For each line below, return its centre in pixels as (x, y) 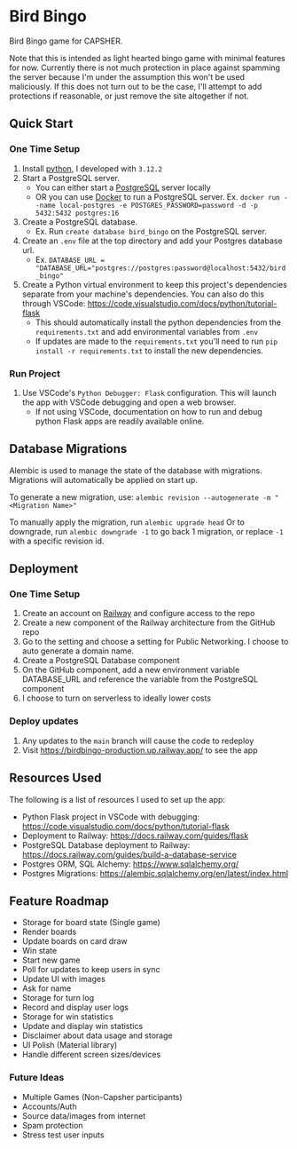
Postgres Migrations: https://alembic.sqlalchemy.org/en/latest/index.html (155, 873)
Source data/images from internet (84, 1115)
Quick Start (41, 124)
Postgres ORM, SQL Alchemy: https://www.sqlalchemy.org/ (130, 864)
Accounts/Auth (49, 1106)
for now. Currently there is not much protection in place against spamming (145, 67)
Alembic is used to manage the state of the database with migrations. (136, 470)
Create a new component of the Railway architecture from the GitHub (148, 622)
